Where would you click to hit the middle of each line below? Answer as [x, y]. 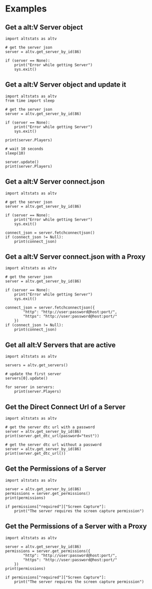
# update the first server [33, 374]
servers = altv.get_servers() [37, 365]
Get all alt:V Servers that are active [60, 345]
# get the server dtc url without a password [53, 445]
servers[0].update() [27, 379]
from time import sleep [30, 101]
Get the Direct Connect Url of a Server [65, 407]
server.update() [22, 162]
